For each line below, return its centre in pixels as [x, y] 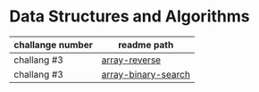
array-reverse [131, 60]
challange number [54, 45]
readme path [146, 45]
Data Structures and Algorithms [129, 17]
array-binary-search [146, 74]
